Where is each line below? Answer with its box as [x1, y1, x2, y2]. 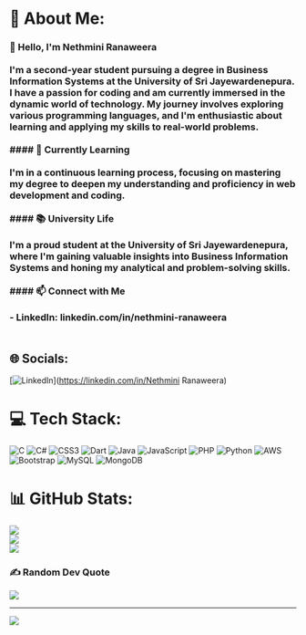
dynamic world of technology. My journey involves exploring [9, 98, 284, 110]
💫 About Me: [9, 8, 106, 29]
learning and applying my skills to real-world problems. [9, 120, 260, 133]
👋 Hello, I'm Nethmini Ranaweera [9, 41, 158, 54]
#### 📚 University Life [9, 213, 115, 225]
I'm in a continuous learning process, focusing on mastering [9, 166, 281, 179]
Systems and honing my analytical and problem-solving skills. [9, 262, 291, 275]
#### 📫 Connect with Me [9, 285, 126, 297]
